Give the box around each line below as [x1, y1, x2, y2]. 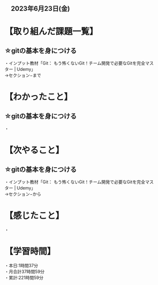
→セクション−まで [4, 72, 42, 79]
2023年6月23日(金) [11, 4, 70, 13]
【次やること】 [4, 144, 64, 156]
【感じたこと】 [4, 210, 64, 221]
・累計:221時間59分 [4, 275, 44, 281]
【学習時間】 [4, 246, 56, 257]
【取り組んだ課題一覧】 [4, 26, 98, 37]
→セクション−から [4, 191, 42, 197]
